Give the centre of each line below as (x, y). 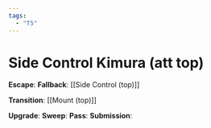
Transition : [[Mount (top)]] (52, 100)
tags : (17, 16)
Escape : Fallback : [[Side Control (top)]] (74, 85)
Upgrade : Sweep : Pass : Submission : (70, 116)
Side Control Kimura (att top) (106, 63)
